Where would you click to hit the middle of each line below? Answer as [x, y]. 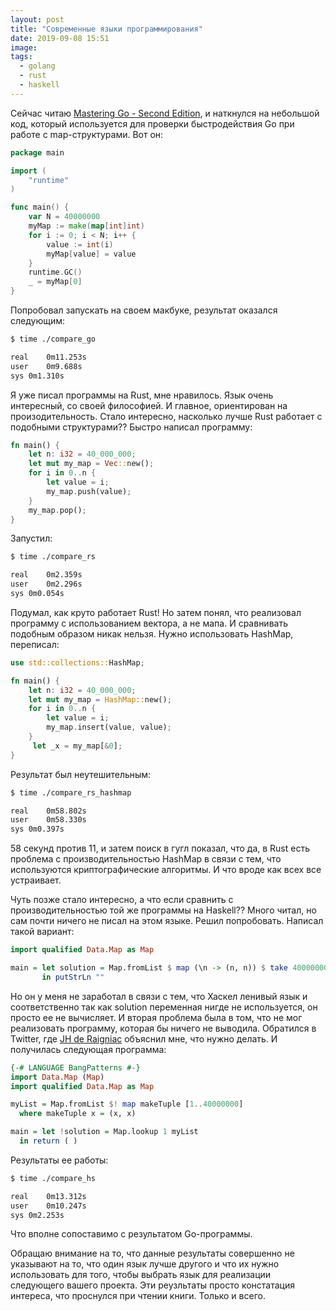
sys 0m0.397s [37, 829]
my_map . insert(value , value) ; [109, 727]
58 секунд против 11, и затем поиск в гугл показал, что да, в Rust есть [160, 848]
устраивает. [36, 880]
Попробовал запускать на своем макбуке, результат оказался [144, 310]
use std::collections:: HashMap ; [77, 662]
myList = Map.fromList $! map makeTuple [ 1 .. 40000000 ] [127, 1104]
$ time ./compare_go [53, 339]
